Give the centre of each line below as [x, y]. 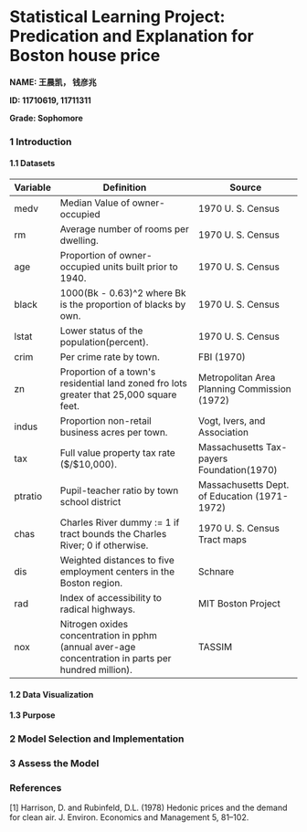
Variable [33, 187]
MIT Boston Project [239, 604]
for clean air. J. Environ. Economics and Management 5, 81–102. [129, 817]
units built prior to [140, 267]
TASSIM [215, 648]
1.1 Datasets [32, 163]
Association [223, 433]
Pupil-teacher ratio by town [119, 490]
